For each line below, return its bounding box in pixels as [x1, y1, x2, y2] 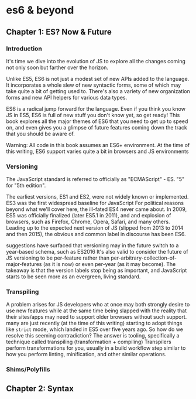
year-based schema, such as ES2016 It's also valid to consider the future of [6, 248, 188, 255]
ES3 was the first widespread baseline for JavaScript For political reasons [6, 200, 184, 207]
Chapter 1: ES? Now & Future [6, 27, 112, 37]
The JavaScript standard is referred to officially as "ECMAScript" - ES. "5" [6, 176, 185, 183]
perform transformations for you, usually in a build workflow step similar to [6, 345, 186, 352]
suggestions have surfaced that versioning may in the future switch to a [6, 242, 179, 249]
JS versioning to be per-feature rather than [6, 254, 110, 261]
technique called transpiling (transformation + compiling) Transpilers [6, 338, 171, 346]
